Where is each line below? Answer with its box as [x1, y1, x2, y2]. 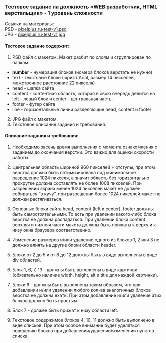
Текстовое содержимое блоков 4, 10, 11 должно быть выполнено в [12, 317, 155, 323]
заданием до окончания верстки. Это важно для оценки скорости [12, 149, 154, 155]
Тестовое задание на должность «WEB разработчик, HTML [5, 3, 158, 10]
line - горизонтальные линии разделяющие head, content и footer [12, 106, 152, 112]
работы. [12, 154, 30, 160]
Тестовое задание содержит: [5, 43, 70, 49]
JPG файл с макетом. [12, 116, 58, 122]
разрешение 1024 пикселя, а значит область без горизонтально [12, 175, 150, 181]
